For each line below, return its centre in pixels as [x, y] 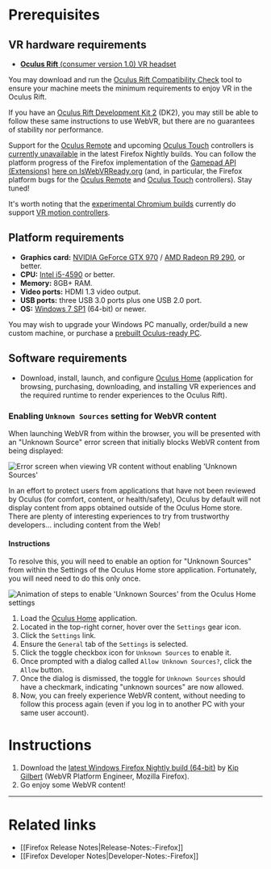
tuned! [19, 188]
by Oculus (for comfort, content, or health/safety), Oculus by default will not [134, 499]
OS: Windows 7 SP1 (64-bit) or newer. [83, 309]
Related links [52, 825]
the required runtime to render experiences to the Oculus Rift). [123, 395]
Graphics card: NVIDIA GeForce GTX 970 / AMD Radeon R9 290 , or [133, 257]
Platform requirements [67, 238]
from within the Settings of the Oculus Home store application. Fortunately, [133, 570]
